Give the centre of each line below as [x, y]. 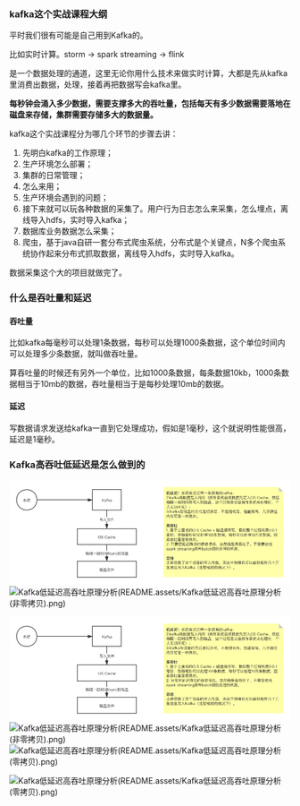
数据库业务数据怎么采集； [69, 231]
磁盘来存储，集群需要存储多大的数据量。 [83, 115]
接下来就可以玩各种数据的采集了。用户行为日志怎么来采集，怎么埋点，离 [155, 209]
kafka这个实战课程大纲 [58, 13]
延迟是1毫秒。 [34, 439]
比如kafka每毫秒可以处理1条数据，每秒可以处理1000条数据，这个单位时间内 [147, 343]
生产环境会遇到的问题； [65, 198]
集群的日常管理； [54, 176]
